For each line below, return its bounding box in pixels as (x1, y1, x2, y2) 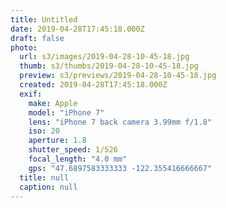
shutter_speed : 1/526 (28, 145, 118, 155)
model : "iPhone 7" (28, 107, 105, 118)
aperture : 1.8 (28, 136, 87, 146)
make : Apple (28, 98, 78, 108)
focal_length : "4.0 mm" (28, 154, 128, 164)
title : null (19, 172, 70, 183)
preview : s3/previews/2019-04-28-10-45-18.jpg (19, 71, 217, 81)
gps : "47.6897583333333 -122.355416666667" (28, 163, 213, 173)
